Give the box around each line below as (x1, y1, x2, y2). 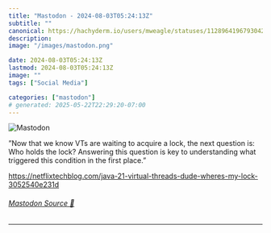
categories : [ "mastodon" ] (8, 94, 95, 102)
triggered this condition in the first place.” (8, 156, 147, 165)
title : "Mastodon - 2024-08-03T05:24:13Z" (8, 11, 153, 20)
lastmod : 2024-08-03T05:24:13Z (8, 64, 114, 73)
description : (8, 34, 52, 43)
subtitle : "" (8, 19, 52, 27)
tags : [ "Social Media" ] (8, 78, 89, 87)
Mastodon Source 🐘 (8, 198, 75, 208)
